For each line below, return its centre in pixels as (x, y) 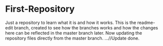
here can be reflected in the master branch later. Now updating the (74, 33)
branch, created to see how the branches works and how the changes (86, 27)
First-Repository (40, 9)
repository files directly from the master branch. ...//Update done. (72, 38)
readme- (146, 23)
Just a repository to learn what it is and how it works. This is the (71, 23)
